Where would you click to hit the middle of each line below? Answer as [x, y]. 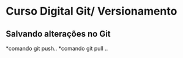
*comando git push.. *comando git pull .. [57, 48]
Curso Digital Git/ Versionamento [91, 11]
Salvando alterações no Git [58, 34]
